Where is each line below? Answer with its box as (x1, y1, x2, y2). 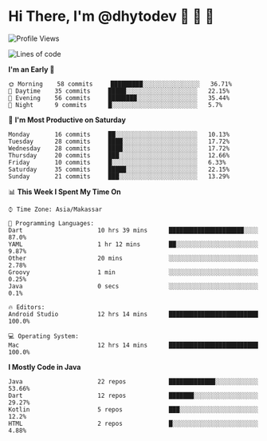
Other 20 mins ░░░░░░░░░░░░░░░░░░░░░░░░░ (8, 254, 259, 262)
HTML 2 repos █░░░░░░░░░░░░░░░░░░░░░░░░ (8, 419, 259, 427)
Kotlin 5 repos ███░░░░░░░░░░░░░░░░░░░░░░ (8, 405, 259, 414)
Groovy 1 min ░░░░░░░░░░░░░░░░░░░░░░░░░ (8, 268, 259, 276)
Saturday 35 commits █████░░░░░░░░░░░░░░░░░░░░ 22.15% (8, 165, 230, 173)
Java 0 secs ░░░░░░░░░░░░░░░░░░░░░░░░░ (8, 282, 259, 290)
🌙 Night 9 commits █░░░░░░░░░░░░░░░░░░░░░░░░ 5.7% (8, 101, 223, 109)
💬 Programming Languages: (8, 219, 94, 227)
